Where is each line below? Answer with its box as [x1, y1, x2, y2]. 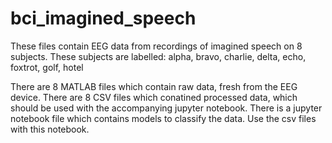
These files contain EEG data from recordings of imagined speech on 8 [10, 40, 303, 52]
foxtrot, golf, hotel [10, 61, 84, 73]
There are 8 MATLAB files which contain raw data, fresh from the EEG [10, 80, 298, 92]
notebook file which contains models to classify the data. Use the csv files [10, 112, 317, 124]
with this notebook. [10, 123, 90, 135]
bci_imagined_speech [10, 7, 197, 30]
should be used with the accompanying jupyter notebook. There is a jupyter [10, 102, 323, 114]
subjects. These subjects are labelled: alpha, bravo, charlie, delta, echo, [10, 50, 307, 62]
